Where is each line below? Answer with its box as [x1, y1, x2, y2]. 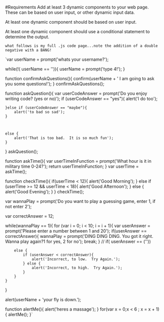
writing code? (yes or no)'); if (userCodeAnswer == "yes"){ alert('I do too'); [5, 96, 158, 101]
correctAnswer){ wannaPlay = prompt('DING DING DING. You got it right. [5, 233, 154, 239]
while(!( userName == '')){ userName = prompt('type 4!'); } [5, 66, 125, 72]
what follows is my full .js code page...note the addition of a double [5, 44, 158, 48]
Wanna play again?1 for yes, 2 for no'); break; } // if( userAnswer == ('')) [5, 238, 151, 244]
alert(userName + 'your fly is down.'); [5, 297, 82, 302]
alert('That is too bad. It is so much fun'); [14, 136, 114, 140]
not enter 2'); [5, 204, 32, 209]
